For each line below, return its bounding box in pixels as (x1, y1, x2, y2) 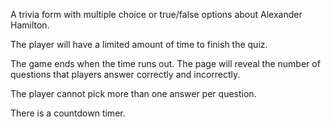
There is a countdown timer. (10, 107, 126, 119)
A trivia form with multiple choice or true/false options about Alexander (10, 9, 303, 20)
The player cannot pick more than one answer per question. (10, 88, 257, 99)
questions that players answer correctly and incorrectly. (10, 69, 241, 80)
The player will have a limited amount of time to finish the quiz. (10, 39, 268, 50)
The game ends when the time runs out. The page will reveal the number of (10, 58, 321, 69)
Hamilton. (10, 19, 50, 31)
